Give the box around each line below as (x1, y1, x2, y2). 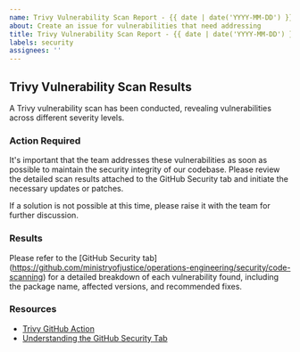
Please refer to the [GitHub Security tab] (9, 252, 158, 263)
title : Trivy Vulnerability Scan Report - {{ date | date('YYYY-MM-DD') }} (9, 29, 297, 38)
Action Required (9, 135, 81, 147)
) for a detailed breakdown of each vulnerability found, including (43, 271, 279, 282)
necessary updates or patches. (9, 184, 124, 194)
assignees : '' (9, 46, 62, 55)
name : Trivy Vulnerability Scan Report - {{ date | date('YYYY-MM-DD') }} (9, 12, 294, 22)
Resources (9, 303, 57, 315)
